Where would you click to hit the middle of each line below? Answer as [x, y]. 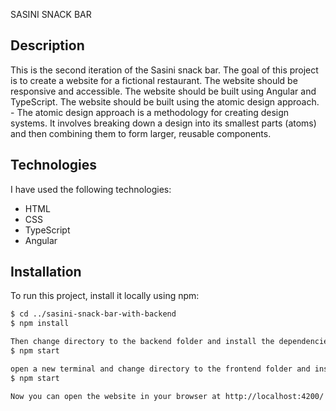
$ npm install [40, 324]
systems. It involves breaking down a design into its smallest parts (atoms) [163, 123]
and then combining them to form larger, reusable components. [141, 133]
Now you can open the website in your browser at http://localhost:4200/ [167, 396]
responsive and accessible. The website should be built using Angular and [163, 91]
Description [47, 45]
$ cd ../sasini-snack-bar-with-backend [93, 314]
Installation [46, 272]
